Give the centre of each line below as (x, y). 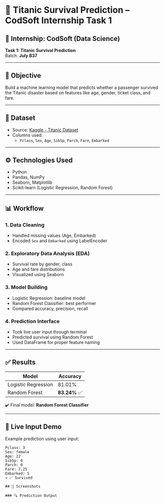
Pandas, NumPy (28, 177)
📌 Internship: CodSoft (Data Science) (63, 39)
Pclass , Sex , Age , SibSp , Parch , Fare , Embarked (64, 140)
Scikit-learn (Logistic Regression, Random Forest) (62, 188)
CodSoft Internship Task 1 (58, 20)
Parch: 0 (14, 465)
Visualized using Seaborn (38, 275)
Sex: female (17, 452)
